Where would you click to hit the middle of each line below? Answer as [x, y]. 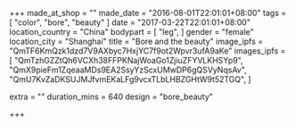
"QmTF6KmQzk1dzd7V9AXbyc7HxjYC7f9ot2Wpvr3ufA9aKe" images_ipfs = [147, 51]
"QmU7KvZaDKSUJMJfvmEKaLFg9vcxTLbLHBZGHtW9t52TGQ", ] [130, 79]
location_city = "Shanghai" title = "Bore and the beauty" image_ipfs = [136, 41]
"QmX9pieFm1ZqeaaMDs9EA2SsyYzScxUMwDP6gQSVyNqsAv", [128, 70]
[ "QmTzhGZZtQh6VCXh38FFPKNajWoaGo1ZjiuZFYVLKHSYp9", [126, 60]
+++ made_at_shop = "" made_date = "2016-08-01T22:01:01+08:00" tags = [148, 13]
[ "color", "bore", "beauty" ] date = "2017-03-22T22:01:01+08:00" [130, 22]
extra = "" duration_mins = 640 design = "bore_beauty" [111, 97]
